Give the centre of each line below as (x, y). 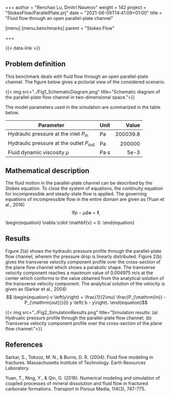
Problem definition (36, 64)
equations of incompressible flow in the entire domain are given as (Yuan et (85, 199)
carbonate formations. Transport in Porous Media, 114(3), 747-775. (76, 389)
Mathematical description (47, 171)
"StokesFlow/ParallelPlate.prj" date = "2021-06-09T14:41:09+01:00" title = (84, 13)
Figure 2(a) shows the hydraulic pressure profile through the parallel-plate (83, 251)
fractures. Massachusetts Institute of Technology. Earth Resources (76, 362)
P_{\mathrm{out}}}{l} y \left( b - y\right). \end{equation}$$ (86, 302)
